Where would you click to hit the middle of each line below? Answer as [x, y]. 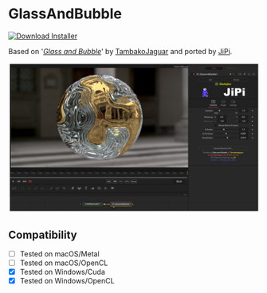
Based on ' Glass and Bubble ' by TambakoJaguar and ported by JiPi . [120, 51]
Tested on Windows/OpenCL [67, 281]
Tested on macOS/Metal [59, 254]
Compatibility [43, 234]
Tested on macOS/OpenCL [64, 263]
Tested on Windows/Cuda [62, 272]
